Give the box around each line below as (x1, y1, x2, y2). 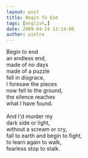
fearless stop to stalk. (6, 145, 61, 153)
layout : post (6, 9, 39, 15)
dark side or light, (6, 119, 50, 126)
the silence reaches (6, 94, 56, 101)
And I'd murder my (6, 113, 53, 120)
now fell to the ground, (6, 87, 63, 94)
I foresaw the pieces (6, 80, 58, 88)
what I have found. (6, 100, 53, 107)
